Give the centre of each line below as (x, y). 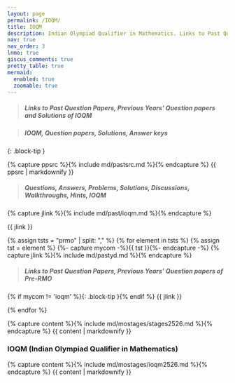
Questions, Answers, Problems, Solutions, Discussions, (107, 188)
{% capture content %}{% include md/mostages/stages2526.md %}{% (110, 323)
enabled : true (34, 79)
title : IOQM (24, 27)
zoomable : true (36, 86)
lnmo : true (23, 53)
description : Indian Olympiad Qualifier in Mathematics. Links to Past (114, 33)
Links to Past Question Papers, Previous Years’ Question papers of (124, 271)
